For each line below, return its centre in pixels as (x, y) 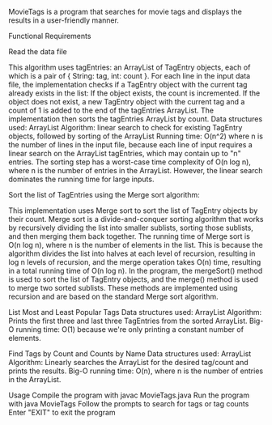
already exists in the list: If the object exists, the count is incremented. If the (134, 93)
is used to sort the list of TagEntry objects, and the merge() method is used (134, 279)
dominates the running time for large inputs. (81, 179)
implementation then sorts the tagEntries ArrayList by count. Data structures (136, 119)
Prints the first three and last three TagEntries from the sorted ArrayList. (128, 321)
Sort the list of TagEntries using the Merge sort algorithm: (104, 195)
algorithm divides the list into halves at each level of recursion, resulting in (132, 253)
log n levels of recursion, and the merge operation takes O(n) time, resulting (135, 262)
